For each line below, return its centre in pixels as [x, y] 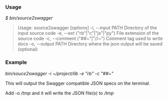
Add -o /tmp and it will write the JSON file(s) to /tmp [59, 93]
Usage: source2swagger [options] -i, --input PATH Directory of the [87, 28]
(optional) [28, 49]
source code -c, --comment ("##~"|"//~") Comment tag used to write [90, 38]
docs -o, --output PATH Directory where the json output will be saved [90, 44]
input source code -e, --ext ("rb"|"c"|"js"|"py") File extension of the [88, 33]
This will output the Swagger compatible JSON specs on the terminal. [78, 83]
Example [16, 63]
